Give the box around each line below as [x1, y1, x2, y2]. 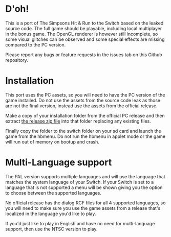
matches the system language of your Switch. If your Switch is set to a [5, 179, 154, 185]
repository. [5, 57, 28, 63]
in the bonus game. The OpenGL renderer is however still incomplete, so [5, 31, 158, 37]
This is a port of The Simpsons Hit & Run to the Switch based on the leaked [5, 20, 164, 26]
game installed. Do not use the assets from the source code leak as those [5, 97, 160, 103]
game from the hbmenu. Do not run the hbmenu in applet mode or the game [5, 133, 165, 139]
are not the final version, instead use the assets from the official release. [5, 103, 158, 109]
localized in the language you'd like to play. [5, 210, 96, 217]
